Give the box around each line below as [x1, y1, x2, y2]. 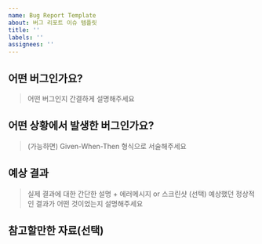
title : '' [8, 26, 41, 34]
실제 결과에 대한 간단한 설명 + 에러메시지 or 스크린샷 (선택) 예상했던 [27, 189, 235, 198]
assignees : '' [8, 41, 55, 49]
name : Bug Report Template [8, 11, 96, 20]
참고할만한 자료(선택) [8, 224, 104, 237]
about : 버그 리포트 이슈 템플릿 [8, 19, 97, 27]
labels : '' [8, 33, 44, 42]
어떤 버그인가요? [8, 71, 83, 85]
